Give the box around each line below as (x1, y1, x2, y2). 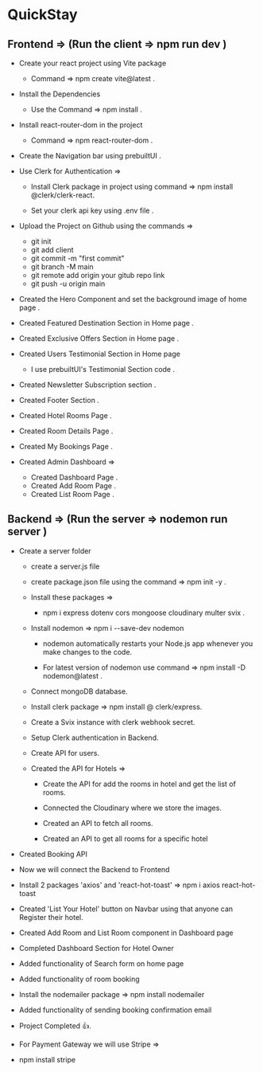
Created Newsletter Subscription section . (18, 380, 157, 389)
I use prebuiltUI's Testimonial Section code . (30, 365, 176, 374)
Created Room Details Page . (18, 426, 114, 436)
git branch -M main (30, 262, 95, 272)
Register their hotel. (18, 912, 84, 921)
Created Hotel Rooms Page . (18, 411, 112, 420)
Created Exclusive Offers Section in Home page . (18, 334, 180, 343)
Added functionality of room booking (18, 974, 140, 984)
